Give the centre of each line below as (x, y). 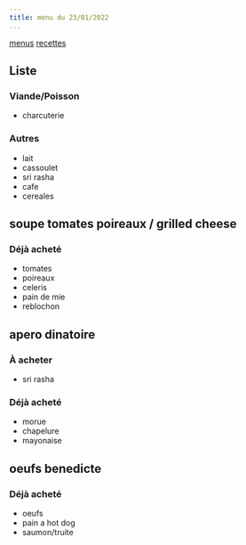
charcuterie (43, 116)
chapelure (40, 431)
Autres (24, 139)
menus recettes (38, 43)
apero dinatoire (52, 334)
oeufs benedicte (56, 468)
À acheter (31, 360)
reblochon (41, 306)
